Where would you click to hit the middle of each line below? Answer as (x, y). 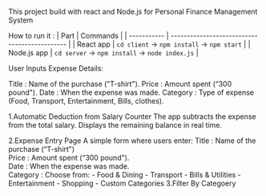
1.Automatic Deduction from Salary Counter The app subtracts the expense (132, 116)
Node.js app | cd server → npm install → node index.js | (103, 53)
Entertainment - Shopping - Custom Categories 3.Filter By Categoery (122, 183)
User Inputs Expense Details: (56, 68)
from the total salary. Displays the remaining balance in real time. (115, 125)
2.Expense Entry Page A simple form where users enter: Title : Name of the (132, 141)
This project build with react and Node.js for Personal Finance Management (133, 12)
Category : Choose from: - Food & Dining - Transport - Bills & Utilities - (125, 175)
